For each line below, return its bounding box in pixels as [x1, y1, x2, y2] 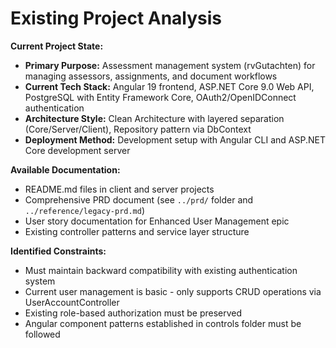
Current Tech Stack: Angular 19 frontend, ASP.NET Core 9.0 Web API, [24, 80, 315, 92]
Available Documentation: [10, 163, 121, 176]
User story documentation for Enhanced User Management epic [24, 215, 290, 227]
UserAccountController [24, 296, 120, 308]
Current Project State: [10, 40, 104, 52]
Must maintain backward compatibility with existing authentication [24, 264, 298, 276]
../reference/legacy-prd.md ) [24, 204, 146, 216]
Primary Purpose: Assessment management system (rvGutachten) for [24, 59, 316, 71]
